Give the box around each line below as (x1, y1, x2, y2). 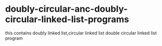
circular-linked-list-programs (5, 14, 130, 25)
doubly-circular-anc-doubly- (5, 3, 128, 15)
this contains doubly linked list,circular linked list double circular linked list (5, 30, 157, 36)
